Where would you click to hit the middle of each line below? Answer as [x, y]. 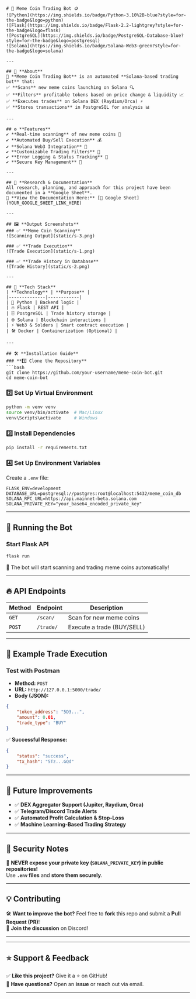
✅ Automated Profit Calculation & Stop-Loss [69, 818]
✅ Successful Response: [37, 739]
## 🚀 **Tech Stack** [31, 287]
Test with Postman [33, 671]
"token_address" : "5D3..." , [50, 712]
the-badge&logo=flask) [34, 30]
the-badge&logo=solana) [35, 51]
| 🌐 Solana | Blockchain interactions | [56, 320]
